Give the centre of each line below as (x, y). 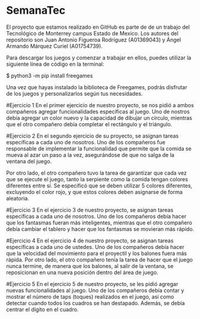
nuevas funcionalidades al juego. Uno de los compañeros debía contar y (95, 290)
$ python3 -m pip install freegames (50, 75)
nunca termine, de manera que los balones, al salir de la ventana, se (90, 266)
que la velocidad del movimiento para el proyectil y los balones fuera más (96, 253)
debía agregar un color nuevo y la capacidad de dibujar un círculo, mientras (99, 118)
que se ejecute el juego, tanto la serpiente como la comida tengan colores (97, 179)
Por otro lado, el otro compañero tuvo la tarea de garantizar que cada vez (96, 173)
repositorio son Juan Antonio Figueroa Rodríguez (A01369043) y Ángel (93, 40)
